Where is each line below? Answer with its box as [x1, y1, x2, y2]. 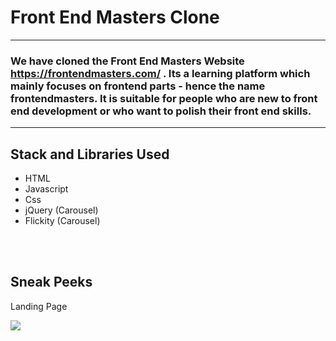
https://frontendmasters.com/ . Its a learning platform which [10, 66, 311, 80]
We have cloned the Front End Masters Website [10, 54, 245, 68]
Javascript [24, 183, 69, 195]
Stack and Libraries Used [10, 146, 170, 163]
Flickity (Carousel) [24, 215, 101, 227]
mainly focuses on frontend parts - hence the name [10, 79, 266, 93]
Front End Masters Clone [10, 6, 220, 29]
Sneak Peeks [10, 274, 93, 291]
